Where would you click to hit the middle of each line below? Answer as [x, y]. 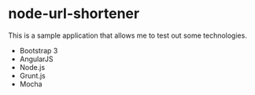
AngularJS [36, 59]
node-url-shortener [74, 14]
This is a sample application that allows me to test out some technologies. [128, 35]
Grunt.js [32, 75]
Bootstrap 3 [39, 50]
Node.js [32, 67]
